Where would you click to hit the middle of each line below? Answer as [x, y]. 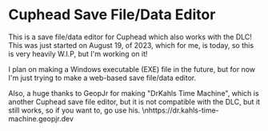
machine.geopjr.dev [41, 118]
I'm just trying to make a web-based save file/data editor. [102, 77]
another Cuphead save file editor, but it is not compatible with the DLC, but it [134, 101]
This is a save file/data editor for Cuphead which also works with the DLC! [130, 37]
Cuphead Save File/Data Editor [112, 15]
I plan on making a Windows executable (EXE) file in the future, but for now [132, 69]
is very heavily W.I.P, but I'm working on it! [78, 54]
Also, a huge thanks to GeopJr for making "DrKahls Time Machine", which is [134, 93]
